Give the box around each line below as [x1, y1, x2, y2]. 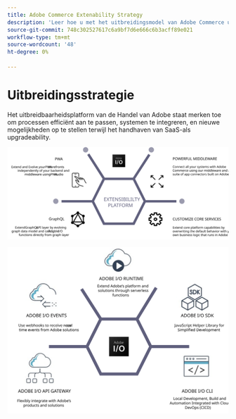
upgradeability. [7, 132, 51, 141]
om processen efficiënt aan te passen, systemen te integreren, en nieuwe [7, 118, 220, 126]
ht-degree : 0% [7, 49, 49, 56]
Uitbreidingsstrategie [7, 87, 135, 104]
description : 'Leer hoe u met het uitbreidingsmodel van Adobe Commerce [7, 18, 225, 26]
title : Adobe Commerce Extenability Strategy [7, 11, 143, 18]
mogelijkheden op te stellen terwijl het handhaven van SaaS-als [7, 125, 191, 134]
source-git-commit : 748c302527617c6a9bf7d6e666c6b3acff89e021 [7, 26, 193, 33]
